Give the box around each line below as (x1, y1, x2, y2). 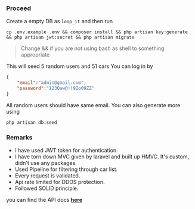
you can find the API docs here (6, 196, 83, 204)
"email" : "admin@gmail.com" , (17, 80, 86, 86)
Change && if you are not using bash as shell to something (20, 45, 165, 52)
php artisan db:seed (6, 119, 58, 126)
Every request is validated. (14, 172, 81, 179)
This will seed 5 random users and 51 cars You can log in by (6, 63, 153, 70)
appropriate (20, 51, 50, 58)
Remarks (6, 133, 33, 141)
